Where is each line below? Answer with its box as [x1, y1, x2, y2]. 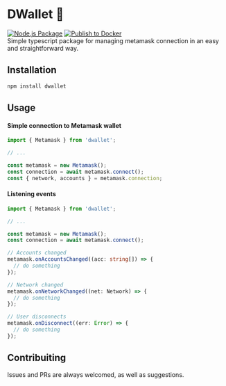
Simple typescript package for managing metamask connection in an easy [7, 36, 220, 45]
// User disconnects [7, 313, 67, 321]
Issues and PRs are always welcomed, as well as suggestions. [7, 370, 184, 378]
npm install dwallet [7, 83, 67, 90]
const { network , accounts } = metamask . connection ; [7, 175, 163, 182]
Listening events [7, 190, 57, 198]
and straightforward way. [7, 44, 79, 52]
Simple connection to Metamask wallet [7, 121, 122, 129]
